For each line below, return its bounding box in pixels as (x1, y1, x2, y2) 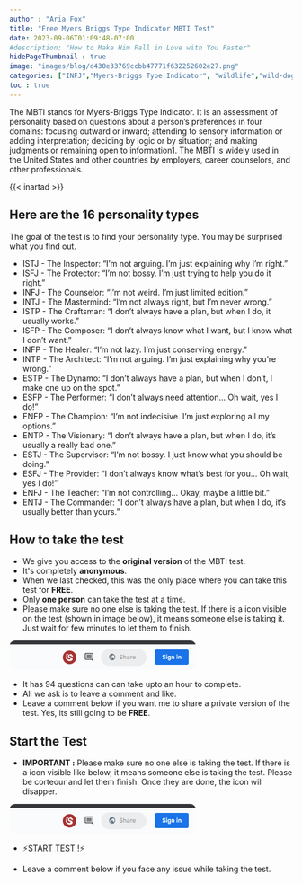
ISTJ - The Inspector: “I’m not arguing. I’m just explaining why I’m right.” (22, 258, 289, 269)
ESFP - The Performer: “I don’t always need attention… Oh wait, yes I (22, 392, 279, 402)
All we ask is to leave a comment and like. (22, 688, 177, 700)
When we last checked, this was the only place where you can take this (22, 575, 288, 586)
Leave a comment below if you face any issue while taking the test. (22, 863, 271, 875)
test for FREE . (22, 585, 74, 596)
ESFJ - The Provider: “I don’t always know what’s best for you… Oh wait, (22, 468, 290, 479)
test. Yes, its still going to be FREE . (22, 708, 151, 719)
